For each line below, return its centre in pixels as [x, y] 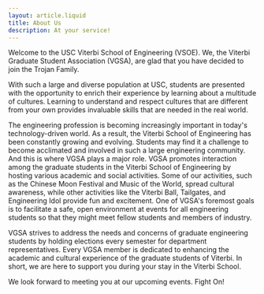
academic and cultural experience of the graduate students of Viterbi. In [125, 258]
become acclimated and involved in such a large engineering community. [127, 150]
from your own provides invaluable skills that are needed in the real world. [128, 110]
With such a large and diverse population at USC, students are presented [127, 85]
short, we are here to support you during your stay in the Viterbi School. [125, 266]
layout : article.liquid [47, 15]
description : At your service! [59, 30]
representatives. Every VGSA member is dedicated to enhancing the [119, 250]
